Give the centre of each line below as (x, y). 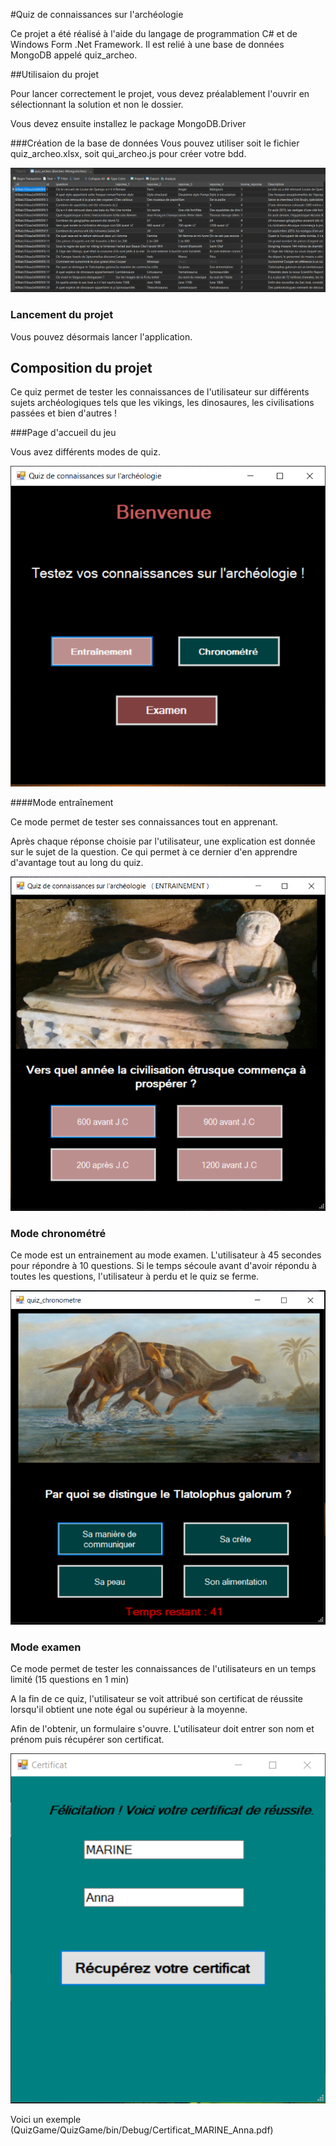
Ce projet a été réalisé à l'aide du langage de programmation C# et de (154, 33)
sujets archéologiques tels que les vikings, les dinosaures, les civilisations (162, 403)
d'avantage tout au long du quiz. (77, 863)
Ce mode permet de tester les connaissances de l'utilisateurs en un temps (163, 1668)
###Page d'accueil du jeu (63, 433)
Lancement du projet (62, 315)
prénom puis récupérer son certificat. (87, 1739)
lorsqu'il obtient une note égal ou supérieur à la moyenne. (129, 1709)
